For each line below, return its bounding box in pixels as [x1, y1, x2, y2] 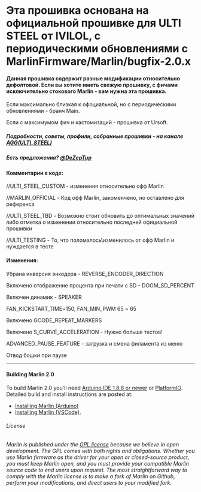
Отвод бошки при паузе [6, 352, 67, 359]
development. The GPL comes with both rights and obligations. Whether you [6, 447, 195, 454]
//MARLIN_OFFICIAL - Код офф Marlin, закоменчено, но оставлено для [6, 194, 184, 202]
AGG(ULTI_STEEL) [6, 139, 52, 146]
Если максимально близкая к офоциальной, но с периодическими [6, 101, 176, 108]
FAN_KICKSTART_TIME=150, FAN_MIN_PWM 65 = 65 [6, 305, 136, 312]
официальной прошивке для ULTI [6, 16, 181, 30]
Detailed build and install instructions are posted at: [6, 391, 133, 398]
